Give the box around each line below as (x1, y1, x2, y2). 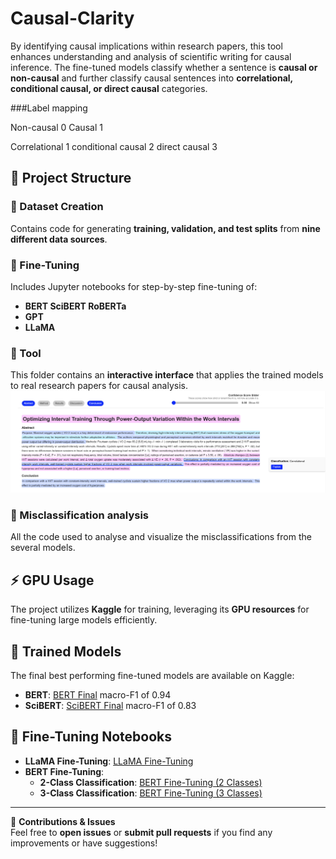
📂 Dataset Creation (10, 200, 104, 214)
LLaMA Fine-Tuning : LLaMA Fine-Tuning (24, 755, 194, 767)
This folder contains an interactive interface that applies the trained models (10, 369, 324, 381)
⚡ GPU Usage (10, 572, 95, 589)
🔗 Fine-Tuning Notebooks (10, 728, 173, 746)
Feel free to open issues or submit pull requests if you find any (10, 826, 273, 838)
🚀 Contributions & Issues (10, 815, 116, 827)
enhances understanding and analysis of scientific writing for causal (10, 50, 292, 62)
